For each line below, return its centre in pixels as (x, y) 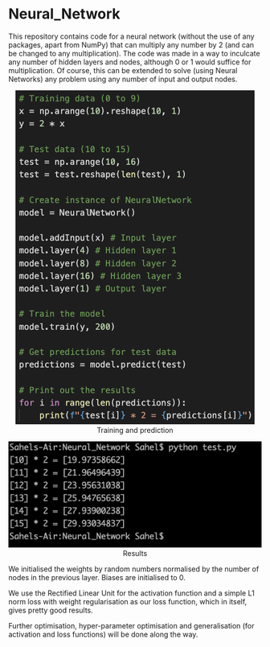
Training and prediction (135, 430)
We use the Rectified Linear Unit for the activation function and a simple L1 (131, 593)
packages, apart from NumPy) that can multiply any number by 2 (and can (131, 44)
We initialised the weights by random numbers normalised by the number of (134, 569)
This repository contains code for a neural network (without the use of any (131, 36)
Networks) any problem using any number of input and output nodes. (123, 79)
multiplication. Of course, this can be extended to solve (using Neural (123, 70)
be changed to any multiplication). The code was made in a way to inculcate (134, 53)
